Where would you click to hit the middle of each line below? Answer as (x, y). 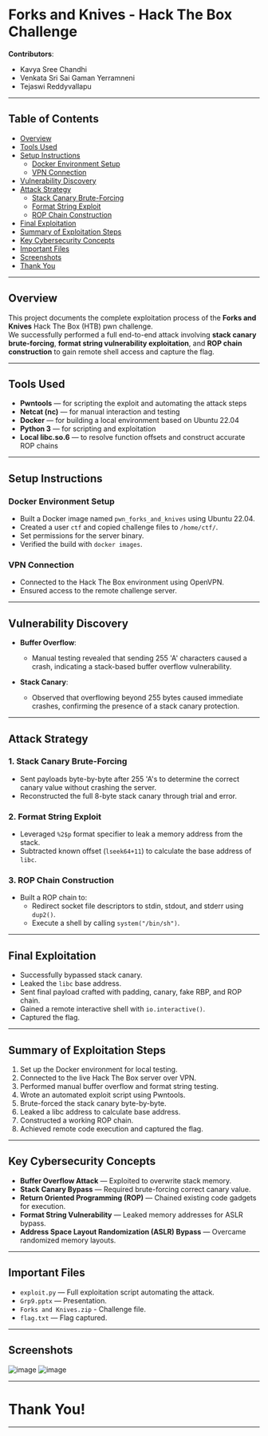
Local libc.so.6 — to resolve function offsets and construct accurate (132, 437)
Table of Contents (54, 119)
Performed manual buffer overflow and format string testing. (119, 1087)
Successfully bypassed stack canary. (81, 975)
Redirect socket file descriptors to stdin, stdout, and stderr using (138, 906)
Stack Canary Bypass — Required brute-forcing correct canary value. (135, 1189)
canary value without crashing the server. (88, 787)
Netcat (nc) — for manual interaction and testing (100, 412)
